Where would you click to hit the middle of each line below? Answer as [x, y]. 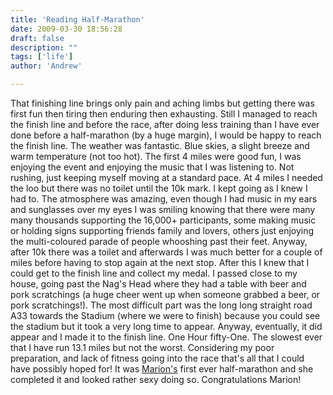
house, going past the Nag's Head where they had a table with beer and [158, 284]
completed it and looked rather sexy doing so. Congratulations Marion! [156, 379]
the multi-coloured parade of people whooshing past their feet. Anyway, [159, 241]
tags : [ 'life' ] [42, 57]
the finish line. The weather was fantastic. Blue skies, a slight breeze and [160, 145]
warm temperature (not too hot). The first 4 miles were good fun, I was [156, 156]
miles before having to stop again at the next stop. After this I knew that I [160, 262]
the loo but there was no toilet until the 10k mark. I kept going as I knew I [159, 188]
